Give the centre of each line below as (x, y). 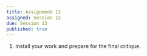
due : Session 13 (27, 23)
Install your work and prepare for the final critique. (78, 46)
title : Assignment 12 (34, 12)
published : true (27, 29)
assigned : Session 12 (34, 18)
